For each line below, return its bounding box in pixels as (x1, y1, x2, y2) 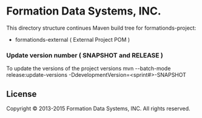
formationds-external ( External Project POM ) (15, 36, 130, 43)
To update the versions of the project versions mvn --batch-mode (6, 65, 171, 72)
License (6, 89, 37, 99)
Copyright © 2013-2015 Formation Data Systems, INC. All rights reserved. (6, 105, 190, 113)
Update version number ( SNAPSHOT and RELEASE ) (6, 51, 164, 59)
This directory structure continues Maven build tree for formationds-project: (6, 24, 197, 31)
